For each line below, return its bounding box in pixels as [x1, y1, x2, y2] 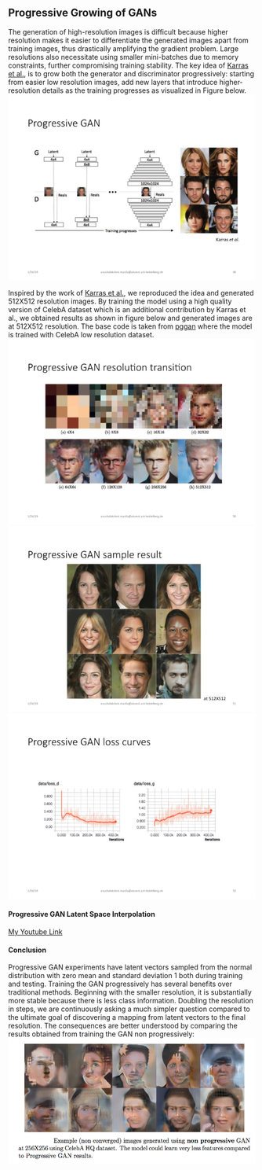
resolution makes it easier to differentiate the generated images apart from [8, 35, 249, 45]
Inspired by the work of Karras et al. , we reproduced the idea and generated [8, 288, 254, 297]
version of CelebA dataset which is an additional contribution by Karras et [8, 304, 246, 314]
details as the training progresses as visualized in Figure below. [42, 86, 247, 95]
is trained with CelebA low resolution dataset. [8, 329, 155, 339]
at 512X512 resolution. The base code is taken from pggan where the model [8, 322, 253, 331]
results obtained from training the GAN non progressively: [8, 1029, 195, 1039]
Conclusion [8, 945, 47, 955]
